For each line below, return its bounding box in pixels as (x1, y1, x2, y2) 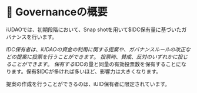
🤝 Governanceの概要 (6, 5, 108, 19)
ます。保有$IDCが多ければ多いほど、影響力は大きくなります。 (11, 68, 162, 75)
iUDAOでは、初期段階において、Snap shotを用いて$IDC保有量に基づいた (6, 26, 182, 33)
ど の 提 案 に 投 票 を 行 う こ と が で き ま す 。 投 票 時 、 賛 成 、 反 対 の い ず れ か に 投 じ (6, 53, 188, 60)
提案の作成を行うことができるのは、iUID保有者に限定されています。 (6, 80, 171, 87)
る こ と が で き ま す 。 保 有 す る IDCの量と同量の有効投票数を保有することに (6, 60, 182, 68)
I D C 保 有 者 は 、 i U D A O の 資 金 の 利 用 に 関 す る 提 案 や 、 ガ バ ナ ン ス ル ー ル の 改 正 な (6, 45, 191, 53)
